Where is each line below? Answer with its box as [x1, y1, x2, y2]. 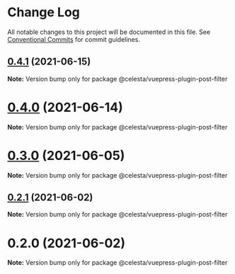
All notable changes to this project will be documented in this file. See [7, 28, 211, 36]
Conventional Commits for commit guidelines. [7, 35, 140, 43]
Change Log [7, 4, 80, 21]
